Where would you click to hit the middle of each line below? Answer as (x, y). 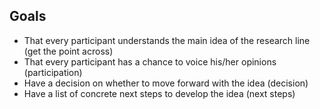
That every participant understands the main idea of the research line (167, 40)
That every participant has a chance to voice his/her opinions (150, 61)
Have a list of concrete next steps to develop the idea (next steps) (159, 93)
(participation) (53, 72)
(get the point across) (68, 51)
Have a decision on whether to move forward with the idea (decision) (166, 83)
